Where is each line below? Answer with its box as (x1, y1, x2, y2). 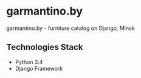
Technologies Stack (6, 42, 83, 52)
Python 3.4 (15, 58, 43, 65)
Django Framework (15, 65, 63, 72)
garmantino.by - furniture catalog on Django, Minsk (6, 24, 135, 32)
